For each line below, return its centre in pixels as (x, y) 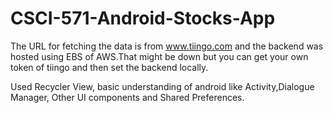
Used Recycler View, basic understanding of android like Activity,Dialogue (162, 86)
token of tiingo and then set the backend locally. (109, 67)
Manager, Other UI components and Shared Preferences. (127, 97)
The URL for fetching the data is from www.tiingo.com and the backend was (167, 46)
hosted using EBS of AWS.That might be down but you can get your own (159, 56)
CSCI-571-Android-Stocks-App (143, 18)
